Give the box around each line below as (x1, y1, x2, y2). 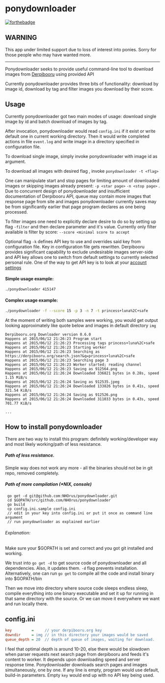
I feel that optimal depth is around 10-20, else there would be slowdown (5, 646, 150, 652)
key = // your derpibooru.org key (5, 628, 102, 633)
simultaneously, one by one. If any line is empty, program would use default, (5, 667, 160, 673)
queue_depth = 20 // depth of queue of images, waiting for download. (5, 637, 155, 642)
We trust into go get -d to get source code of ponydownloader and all (5, 559, 146, 566)
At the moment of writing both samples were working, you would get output (5, 317, 158, 323)
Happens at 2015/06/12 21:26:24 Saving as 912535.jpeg (5, 379, 120, 384)
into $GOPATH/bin (5, 575, 42, 581)
